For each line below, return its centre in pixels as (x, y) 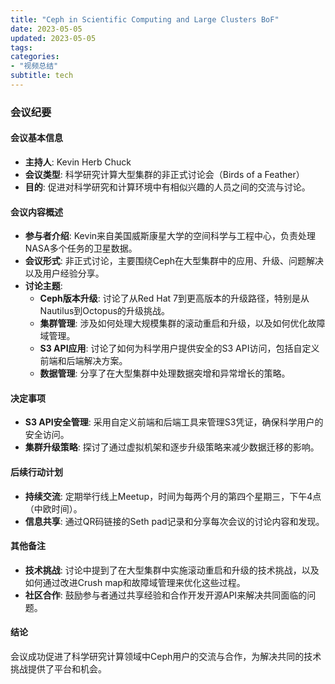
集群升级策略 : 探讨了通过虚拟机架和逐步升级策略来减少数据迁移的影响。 (172, 447)
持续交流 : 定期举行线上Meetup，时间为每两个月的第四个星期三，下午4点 (173, 496)
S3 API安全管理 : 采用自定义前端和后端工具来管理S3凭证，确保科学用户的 (174, 422)
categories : (35, 57)
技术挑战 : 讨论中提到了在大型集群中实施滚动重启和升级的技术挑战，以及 (172, 570)
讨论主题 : (43, 286)
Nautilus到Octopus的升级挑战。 (105, 311)
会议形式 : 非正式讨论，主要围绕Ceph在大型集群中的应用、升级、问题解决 (174, 261)
